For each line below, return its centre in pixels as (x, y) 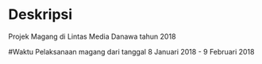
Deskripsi (40, 15)
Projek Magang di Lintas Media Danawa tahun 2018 (92, 36)
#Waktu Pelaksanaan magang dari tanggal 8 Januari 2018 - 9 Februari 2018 (131, 51)
